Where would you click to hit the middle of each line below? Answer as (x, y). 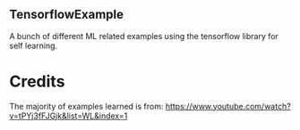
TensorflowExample (66, 15)
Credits (37, 81)
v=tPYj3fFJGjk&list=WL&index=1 (69, 116)
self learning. (34, 45)
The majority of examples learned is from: (86, 106)
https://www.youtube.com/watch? (228, 106)
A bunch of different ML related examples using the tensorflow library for (144, 36)
